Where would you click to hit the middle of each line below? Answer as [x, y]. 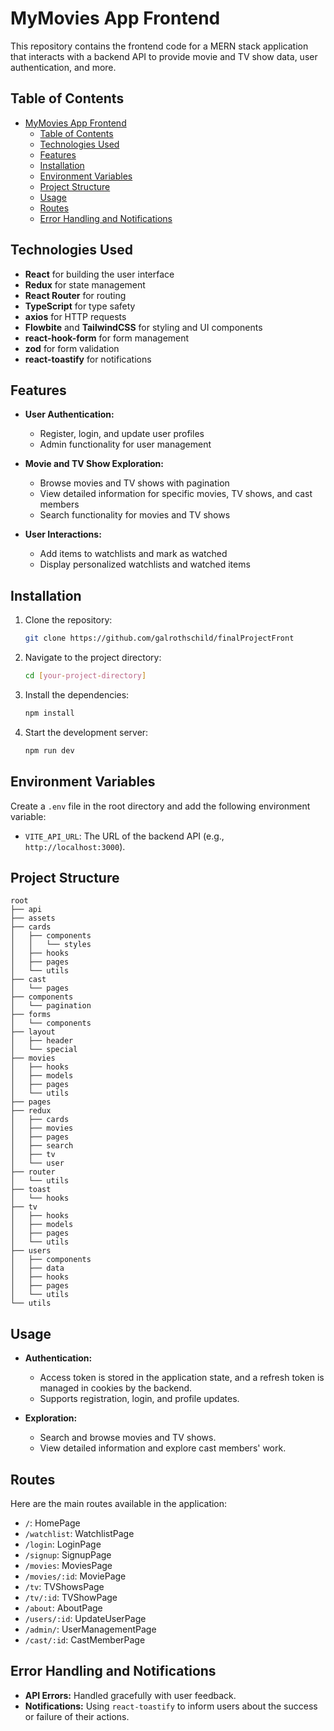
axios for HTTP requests [75, 316]
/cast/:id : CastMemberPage [85, 1639]
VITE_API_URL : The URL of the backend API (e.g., [124, 836]
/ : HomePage [52, 1523]
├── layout [33, 1032]
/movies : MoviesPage [68, 1565]
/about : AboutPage [63, 1608]
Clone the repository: [68, 620]
